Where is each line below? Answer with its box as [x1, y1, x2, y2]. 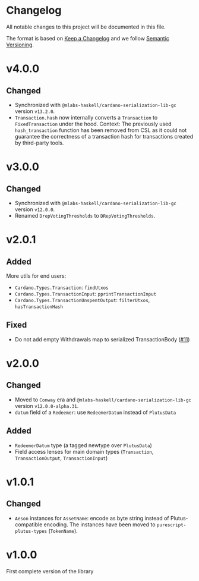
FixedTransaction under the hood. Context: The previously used [14, 120, 172, 127]
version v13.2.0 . [14, 108, 55, 115]
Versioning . [6, 41, 34, 48]
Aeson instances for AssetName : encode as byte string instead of [14, 514, 169, 522]
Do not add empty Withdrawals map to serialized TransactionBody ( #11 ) [14, 335, 190, 343]
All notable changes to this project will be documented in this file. [6, 23, 166, 30]
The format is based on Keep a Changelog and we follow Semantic [6, 34, 169, 42]
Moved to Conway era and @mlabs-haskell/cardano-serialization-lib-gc [14, 396, 192, 403]
